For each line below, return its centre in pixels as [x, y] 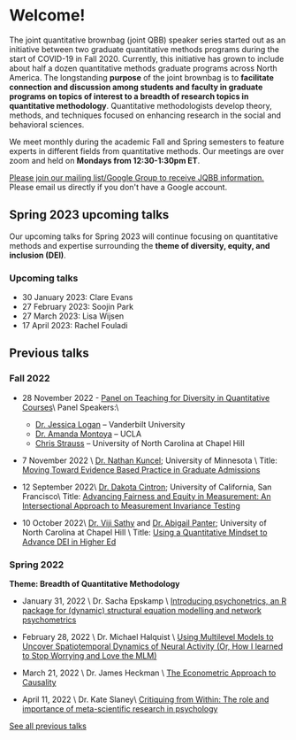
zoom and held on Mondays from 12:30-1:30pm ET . [105, 160]
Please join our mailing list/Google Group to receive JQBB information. [137, 177]
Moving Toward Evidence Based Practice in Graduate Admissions [141, 469]
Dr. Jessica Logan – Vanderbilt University [110, 424]
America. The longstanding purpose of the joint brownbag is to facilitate [141, 77]
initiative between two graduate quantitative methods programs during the [144, 49]
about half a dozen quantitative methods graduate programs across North [144, 68]
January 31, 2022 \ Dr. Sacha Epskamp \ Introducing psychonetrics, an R [154, 601]
